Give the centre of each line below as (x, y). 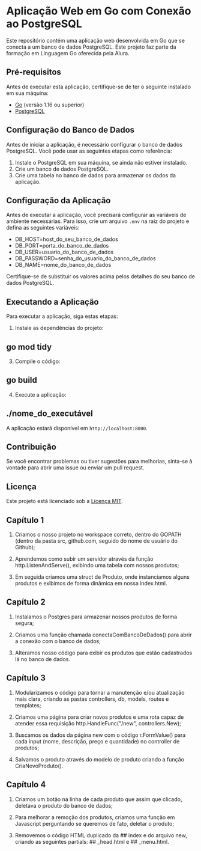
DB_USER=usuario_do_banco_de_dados (64, 252)
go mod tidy (29, 347)
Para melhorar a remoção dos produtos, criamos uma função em (95, 817)
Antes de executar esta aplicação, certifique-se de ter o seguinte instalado (98, 87)
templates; (28, 705)
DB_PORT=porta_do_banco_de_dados (62, 246)
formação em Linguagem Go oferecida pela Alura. (68, 53)
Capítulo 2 (26, 602)
